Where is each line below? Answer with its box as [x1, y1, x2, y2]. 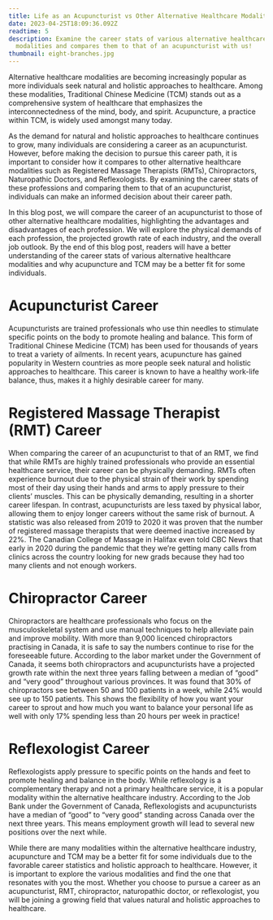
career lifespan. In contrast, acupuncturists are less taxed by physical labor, [8, 500, 262, 510]
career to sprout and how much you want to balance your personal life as [8, 702, 253, 712]
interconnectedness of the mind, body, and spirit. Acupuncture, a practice [8, 107, 256, 116]
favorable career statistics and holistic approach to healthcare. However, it [8, 860, 258, 870]
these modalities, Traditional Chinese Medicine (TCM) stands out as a [8, 90, 241, 99]
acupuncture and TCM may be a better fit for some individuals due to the [8, 852, 253, 861]
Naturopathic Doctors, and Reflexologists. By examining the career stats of [8, 174, 258, 184]
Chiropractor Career [8, 589, 148, 607]
